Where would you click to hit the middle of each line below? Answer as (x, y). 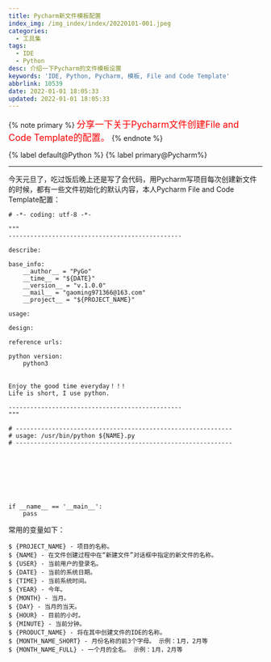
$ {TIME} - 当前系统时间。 (49, 581)
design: (21, 329)
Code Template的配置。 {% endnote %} (86, 138)
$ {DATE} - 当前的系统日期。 (52, 573)
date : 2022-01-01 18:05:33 (54, 91)
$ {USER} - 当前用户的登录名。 (55, 564)
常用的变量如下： (37, 530)
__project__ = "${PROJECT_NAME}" (79, 300)
